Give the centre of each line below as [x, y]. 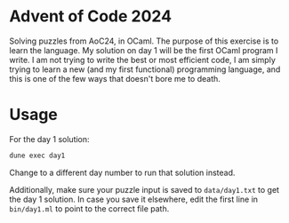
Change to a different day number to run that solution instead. [122, 172]
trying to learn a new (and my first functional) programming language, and [145, 69]
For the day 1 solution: [50, 139]
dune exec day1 [37, 155]
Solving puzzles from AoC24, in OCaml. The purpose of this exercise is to [144, 41]
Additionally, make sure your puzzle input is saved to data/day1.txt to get [144, 189]
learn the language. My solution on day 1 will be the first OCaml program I [144, 50]
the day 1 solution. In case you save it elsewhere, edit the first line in [134, 199]
